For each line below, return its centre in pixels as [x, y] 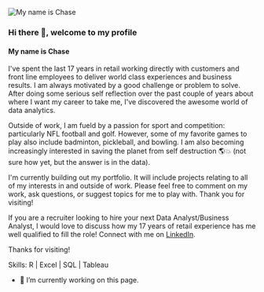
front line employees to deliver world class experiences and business [120, 77]
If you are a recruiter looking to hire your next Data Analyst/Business [119, 218]
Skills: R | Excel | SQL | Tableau [58, 265]
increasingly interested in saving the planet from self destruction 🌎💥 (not [127, 151]
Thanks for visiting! [39, 250]
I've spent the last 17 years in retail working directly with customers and [124, 69]
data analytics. [32, 111]
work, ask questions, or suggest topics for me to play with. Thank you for [126, 194]
